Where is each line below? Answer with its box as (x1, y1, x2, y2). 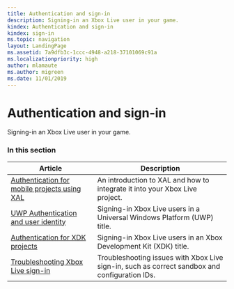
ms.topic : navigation (7, 36, 70, 43)
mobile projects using (10, 184, 81, 194)
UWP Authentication (10, 208, 77, 218)
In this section (7, 146, 56, 155)
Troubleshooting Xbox (10, 257, 84, 267)
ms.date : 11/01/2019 (7, 75, 68, 82)
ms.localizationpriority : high (7, 56, 98, 63)
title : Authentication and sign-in (7, 10, 111, 17)
